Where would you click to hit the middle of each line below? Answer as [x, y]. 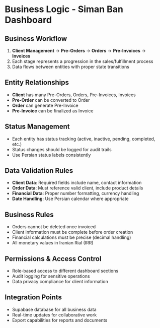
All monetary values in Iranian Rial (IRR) [53, 243]
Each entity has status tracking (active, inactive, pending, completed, [84, 139]
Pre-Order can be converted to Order [51, 100]
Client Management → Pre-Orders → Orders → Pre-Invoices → [79, 51]
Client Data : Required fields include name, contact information [77, 183]
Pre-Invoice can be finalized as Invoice [53, 111]
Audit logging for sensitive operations [51, 276]
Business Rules [29, 214]
